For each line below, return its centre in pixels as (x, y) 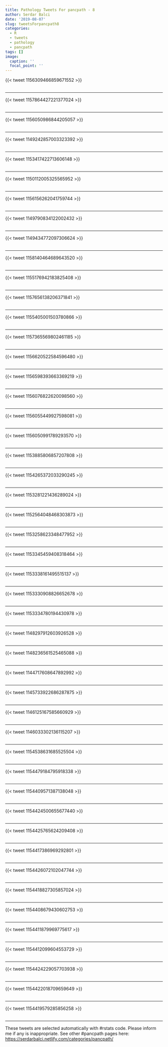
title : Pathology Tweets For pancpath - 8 (50, 10)
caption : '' (22, 61)
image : (12, 56)
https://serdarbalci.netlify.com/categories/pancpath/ (59, 1039)
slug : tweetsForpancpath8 (32, 24)
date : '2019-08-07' (25, 19)
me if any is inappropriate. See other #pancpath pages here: (67, 1033)
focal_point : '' (26, 66)
